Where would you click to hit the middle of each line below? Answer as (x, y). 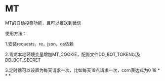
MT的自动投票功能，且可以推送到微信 (43, 23)
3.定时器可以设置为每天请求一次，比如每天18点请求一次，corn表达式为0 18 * (82, 70)
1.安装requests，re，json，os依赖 (40, 44)
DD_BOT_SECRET (23, 60)
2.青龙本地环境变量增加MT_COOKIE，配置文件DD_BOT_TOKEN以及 (73, 54)
